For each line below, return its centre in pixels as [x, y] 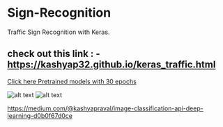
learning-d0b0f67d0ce [40, 115]
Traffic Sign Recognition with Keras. [59, 32]
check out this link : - [54, 54]
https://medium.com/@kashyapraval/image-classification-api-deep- [105, 108]
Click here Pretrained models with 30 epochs [72, 81]
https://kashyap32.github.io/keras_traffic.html [111, 65]
